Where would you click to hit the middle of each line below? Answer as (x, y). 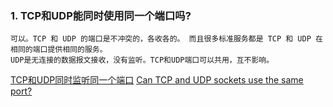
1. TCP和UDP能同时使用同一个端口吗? (101, 15)
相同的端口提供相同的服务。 (59, 50)
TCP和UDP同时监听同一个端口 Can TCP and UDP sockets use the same (157, 80)
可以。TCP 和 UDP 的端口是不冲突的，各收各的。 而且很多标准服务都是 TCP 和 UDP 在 (166, 39)
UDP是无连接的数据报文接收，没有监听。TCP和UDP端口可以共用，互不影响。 (142, 60)
